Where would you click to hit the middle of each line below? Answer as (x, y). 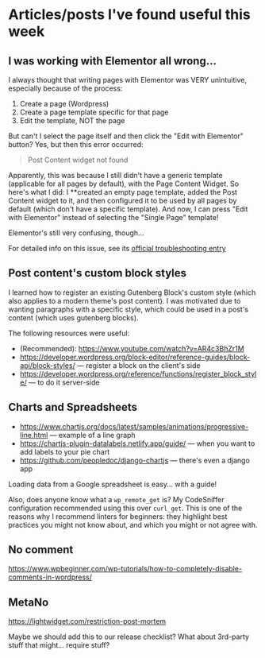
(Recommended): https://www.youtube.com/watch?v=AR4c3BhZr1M (132, 348)
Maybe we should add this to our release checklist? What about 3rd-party (129, 637)
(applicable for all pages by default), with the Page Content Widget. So (124, 184)
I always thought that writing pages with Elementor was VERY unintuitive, (128, 80)
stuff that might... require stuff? (59, 645)
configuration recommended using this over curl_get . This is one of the (125, 508)
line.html (34, 435)
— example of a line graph (93, 435)
